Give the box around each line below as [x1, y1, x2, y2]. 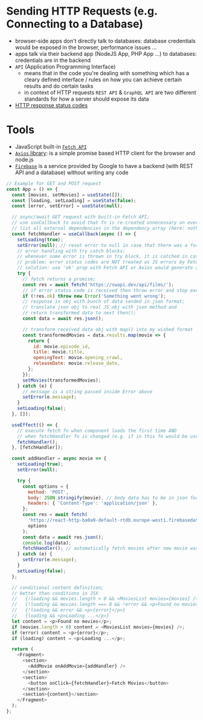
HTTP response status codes [14, 101, 88, 109]
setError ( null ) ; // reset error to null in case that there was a [17, 242, 188, 248]
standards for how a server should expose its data [24, 95, 149, 103]
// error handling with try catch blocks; [17, 247, 126, 254]
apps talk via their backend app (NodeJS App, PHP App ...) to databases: [14, 50, 197, 57]
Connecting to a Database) [6, 17, 144, 31]
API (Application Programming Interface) [14, 62, 116, 70]
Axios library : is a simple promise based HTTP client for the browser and [14, 149, 195, 156]
